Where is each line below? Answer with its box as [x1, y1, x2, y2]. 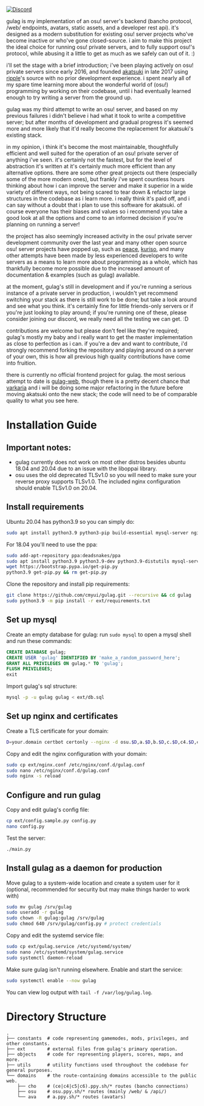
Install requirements [6, 502, 84, 512]
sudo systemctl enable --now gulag [6, 977, 97, 984]
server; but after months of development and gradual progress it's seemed [6, 118, 193, 126]
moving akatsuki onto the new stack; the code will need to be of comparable [6, 391, 197, 397]
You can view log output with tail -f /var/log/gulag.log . [6, 988, 153, 996]
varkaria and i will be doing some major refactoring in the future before [6, 384, 183, 391]
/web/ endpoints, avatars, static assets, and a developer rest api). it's [6, 24, 179, 31]
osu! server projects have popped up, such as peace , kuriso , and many [6, 246, 184, 252]
